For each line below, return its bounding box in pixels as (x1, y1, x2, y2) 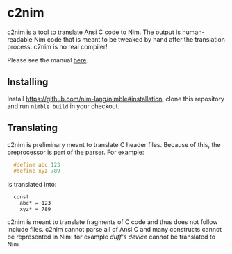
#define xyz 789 (13, 168, 60, 175)
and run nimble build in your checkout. (7, 102, 120, 110)
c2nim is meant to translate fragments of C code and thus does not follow (7, 218, 218, 226)
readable (7, 35, 33, 43)
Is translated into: (7, 180, 57, 189)
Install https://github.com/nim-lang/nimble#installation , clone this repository (7, 94, 224, 103)
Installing (7, 76, 49, 88)
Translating (7, 122, 58, 134)
